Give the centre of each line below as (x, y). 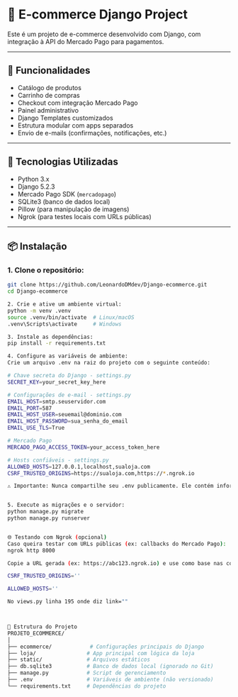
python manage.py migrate (45, 512)
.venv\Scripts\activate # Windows (64, 324)
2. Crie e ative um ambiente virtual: (64, 304)
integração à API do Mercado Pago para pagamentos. (86, 41)
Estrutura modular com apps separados (75, 125)
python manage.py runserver (49, 518)
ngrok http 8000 (31, 550)
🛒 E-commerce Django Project (98, 15)
